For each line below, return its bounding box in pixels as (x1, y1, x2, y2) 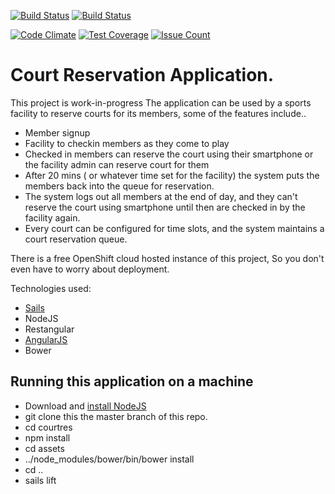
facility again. (24, 211, 81, 224)
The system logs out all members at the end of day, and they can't (24, 190, 298, 202)
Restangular (24, 323, 75, 335)
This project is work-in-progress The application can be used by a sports (10, 96, 312, 109)
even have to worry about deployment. (10, 263, 170, 275)
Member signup (24, 126, 91, 139)
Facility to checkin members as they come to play (24, 137, 230, 149)
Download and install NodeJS (24, 400, 147, 412)
